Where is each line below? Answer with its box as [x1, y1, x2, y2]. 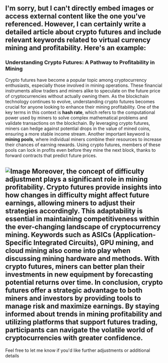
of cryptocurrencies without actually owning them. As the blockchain [5, 93, 149, 99]
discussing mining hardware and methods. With [5, 254, 160, 263]
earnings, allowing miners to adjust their [5, 199, 136, 208]
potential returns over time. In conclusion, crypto [5, 278, 163, 287]
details [5, 352, 19, 358]
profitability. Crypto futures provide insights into [5, 183, 162, 192]
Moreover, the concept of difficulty [32, 167, 145, 176]
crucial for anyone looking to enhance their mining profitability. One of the [5, 104, 159, 110]
